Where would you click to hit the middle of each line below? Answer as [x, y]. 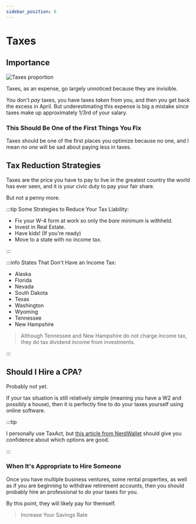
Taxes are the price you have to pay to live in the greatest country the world [98, 180]
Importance [28, 63]
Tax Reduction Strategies [53, 165]
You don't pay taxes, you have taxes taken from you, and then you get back [98, 100]
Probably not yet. [27, 386]
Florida [23, 280]
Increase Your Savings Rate [54, 515]
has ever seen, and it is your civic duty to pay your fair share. [80, 186]
